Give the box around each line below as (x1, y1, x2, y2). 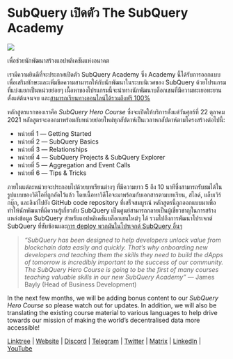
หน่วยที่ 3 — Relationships (17, 145, 88, 153)
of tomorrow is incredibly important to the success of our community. (24, 258, 224, 266)
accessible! (7, 323, 40, 332)
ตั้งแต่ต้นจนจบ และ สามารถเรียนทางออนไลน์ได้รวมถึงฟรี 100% (7, 93, 151, 102)
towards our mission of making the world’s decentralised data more (7, 316, 200, 324)
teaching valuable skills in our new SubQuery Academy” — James (24, 273, 215, 281)
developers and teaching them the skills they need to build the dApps (24, 250, 224, 259)
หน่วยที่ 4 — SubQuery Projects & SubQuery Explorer (17, 153, 166, 161)
